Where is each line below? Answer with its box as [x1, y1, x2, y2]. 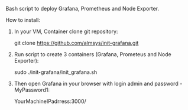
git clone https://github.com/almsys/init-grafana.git [14, 40, 139, 46]
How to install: [5, 17, 41, 23]
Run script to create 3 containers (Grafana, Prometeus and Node [14, 51, 172, 58]
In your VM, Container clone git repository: [14, 28, 118, 35]
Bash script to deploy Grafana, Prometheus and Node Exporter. [5, 5, 160, 12]
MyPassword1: [14, 86, 50, 93]
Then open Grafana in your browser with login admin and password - [14, 80, 183, 87]
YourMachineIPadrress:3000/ [14, 98, 86, 105]
